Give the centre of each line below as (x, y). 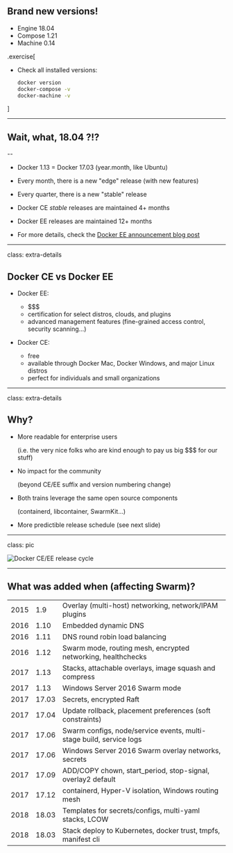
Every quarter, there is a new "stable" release (82, 195)
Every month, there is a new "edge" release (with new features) (108, 181)
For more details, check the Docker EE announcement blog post (108, 235)
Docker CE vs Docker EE (60, 276)
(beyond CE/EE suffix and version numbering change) (94, 484)
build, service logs (112, 739)
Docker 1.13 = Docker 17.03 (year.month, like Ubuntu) (93, 168)
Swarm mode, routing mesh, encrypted (126, 648)
